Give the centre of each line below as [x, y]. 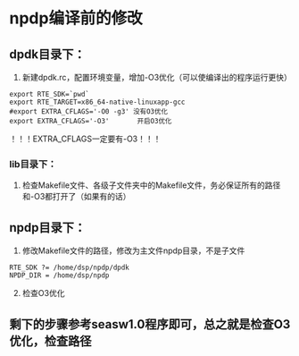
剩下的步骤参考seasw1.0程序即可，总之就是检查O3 [150, 324]
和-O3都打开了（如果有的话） [76, 197]
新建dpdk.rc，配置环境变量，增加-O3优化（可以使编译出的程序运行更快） [157, 77]
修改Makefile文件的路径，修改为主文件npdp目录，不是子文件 [133, 250]
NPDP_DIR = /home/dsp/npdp [59, 275]
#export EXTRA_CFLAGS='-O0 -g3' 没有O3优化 [88, 112]
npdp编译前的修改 [76, 18]
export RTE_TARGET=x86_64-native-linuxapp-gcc [97, 102]
